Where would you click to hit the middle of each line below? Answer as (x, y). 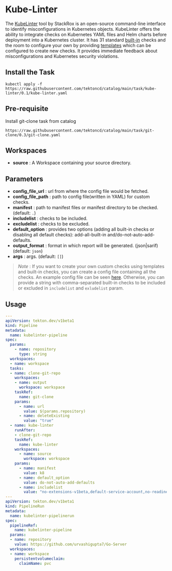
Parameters (24, 179)
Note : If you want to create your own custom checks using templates (91, 267)
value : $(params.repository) (55, 411)
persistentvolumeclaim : (40, 559)
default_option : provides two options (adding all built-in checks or (83, 229)
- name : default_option (44, 478)
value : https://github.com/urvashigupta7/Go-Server (71, 544)
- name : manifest (37, 468)
